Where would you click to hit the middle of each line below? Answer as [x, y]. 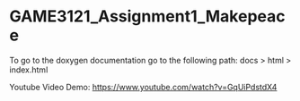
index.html [29, 70]
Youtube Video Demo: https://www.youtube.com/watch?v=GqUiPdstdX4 [143, 87]
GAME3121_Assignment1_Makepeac [147, 17]
